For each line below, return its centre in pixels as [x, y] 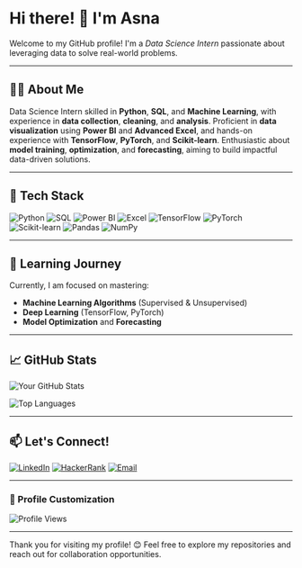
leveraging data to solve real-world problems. [93, 52]
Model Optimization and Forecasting [92, 322]
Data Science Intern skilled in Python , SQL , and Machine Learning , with [143, 111]
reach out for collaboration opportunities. [85, 554]
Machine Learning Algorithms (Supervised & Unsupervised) [135, 303]
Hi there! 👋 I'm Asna [84, 18]
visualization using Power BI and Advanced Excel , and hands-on [131, 131]
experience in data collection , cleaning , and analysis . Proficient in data [143, 121]
